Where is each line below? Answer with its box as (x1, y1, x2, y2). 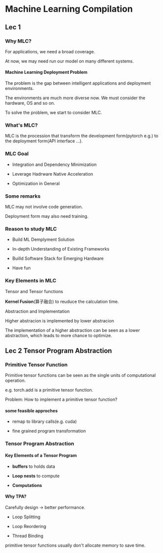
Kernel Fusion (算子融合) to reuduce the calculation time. (5, 299, 119, 304)
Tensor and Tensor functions (5, 288, 64, 294)
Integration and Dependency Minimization (12, 161, 97, 167)
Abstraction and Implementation (5, 308, 70, 314)
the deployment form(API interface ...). (5, 138, 83, 144)
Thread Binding (12, 532, 44, 539)
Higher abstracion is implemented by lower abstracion (5, 318, 114, 323)
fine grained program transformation (12, 428, 86, 434)
